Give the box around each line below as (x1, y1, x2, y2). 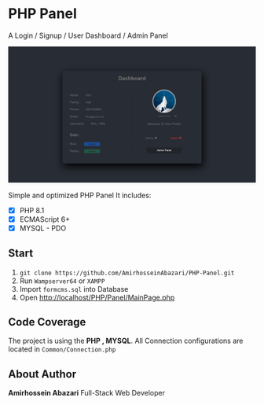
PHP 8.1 (19, 205, 45, 215)
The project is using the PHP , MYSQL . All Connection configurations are (8, 336, 244, 346)
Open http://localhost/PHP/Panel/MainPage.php (19, 293, 175, 302)
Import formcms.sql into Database (19, 284, 129, 293)
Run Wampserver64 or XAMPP (19, 276, 105, 285)
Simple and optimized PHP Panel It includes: (8, 190, 152, 200)
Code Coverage (8, 315, 86, 329)
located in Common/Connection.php (8, 344, 116, 354)
